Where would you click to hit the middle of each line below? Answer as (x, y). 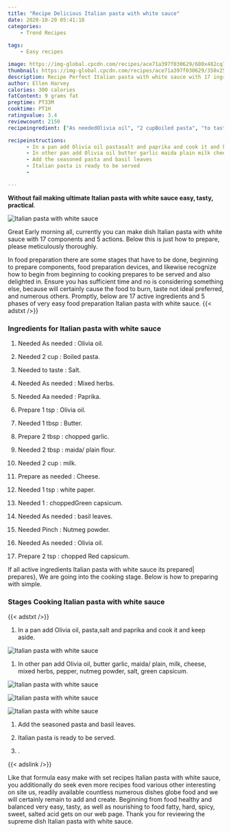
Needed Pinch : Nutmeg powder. (64, 530)
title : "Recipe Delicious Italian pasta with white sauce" (94, 13)
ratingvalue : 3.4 (33, 115)
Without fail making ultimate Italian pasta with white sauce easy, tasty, (111, 198)
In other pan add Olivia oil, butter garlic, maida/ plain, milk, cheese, (112, 664)
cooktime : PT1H (29, 109)
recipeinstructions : (37, 140)
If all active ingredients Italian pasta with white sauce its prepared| (101, 570)
